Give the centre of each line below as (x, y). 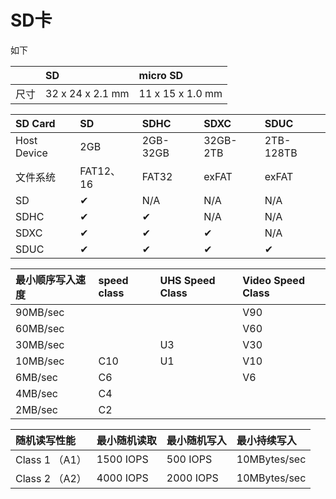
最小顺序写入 (46, 279)
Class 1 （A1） (51, 459)
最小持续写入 (266, 440)
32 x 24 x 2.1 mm (87, 93)
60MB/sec (40, 328)
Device (31, 153)
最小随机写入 (196, 440)
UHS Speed (187, 280)
